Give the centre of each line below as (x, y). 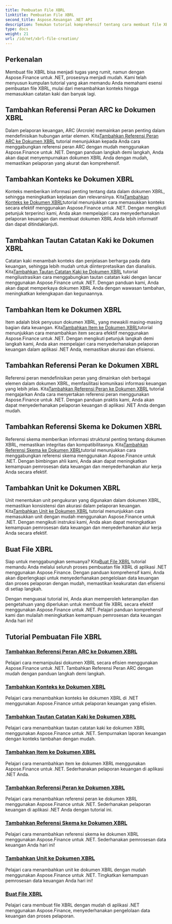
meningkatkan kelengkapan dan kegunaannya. (55, 294)
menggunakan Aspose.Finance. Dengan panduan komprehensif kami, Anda (85, 573)
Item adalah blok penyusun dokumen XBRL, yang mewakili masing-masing (84, 322)
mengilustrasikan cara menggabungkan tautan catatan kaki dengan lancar (83, 277)
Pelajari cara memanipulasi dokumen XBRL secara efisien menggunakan (82, 663)
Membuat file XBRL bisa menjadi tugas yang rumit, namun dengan (75, 72)
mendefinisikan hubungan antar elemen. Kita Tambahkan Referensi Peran (82, 136)
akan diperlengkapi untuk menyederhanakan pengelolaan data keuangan (82, 578)
